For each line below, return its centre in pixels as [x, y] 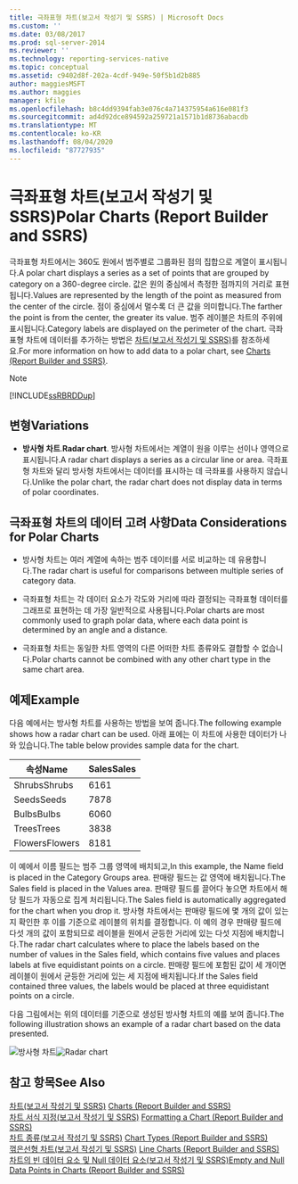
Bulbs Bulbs [37, 814]
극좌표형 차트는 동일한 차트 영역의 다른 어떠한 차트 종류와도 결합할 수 [141, 649]
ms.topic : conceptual [49, 68]
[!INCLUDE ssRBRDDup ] [52, 395]
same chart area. [53, 669]
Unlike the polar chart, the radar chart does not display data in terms [157, 482]
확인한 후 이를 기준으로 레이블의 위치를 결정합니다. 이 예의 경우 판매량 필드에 [150, 922]
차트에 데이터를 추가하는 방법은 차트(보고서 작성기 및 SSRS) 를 [132, 339]
